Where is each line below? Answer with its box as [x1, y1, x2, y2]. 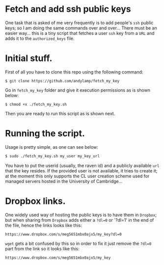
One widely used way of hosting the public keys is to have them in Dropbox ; [5, 212, 157, 218]
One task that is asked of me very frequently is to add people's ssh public [5, 20, 154, 26]
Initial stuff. [5, 53, 53, 64]
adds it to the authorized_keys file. [5, 35, 75, 41]
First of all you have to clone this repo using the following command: [5, 69, 143, 75]
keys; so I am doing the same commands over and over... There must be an [5, 25, 157, 31]
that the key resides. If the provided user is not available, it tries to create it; [5, 167, 158, 173]
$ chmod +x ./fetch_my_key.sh [5, 102, 67, 107]
